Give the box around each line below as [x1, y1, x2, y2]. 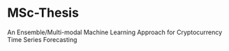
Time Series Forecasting [7, 35, 77, 43]
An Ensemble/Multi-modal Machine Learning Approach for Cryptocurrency [7, 28, 223, 36]
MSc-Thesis [7, 5, 79, 21]
